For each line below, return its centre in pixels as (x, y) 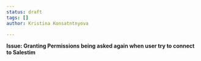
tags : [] (17, 18)
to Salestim (21, 52)
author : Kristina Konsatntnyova (47, 23)
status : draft (24, 12)
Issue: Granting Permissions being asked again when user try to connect (100, 46)
